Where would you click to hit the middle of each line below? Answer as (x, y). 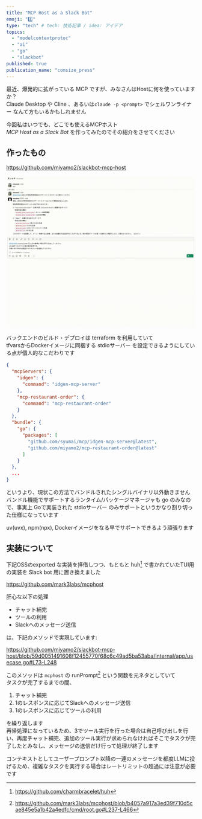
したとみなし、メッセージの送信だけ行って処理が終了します (85, 746)
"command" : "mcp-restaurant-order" (67, 403)
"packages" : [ (40, 435)
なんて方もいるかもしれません (50, 111)
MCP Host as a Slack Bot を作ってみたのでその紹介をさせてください (91, 132)
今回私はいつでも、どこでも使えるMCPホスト (62, 124)
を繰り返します (25, 723)
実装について (30, 549)
